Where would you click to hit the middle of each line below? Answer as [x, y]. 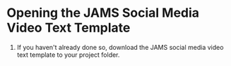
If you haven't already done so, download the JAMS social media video [120, 47]
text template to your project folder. [68, 55]
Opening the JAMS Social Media [103, 13]
